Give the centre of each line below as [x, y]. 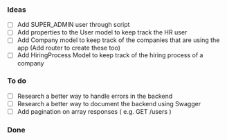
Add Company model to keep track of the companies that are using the [118, 40]
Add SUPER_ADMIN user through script [73, 25]
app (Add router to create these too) [69, 48]
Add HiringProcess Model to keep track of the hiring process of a [110, 55]
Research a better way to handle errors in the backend [95, 96]
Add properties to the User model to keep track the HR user [102, 32]
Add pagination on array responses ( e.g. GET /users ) [94, 111]
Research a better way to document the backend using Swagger [109, 103]
